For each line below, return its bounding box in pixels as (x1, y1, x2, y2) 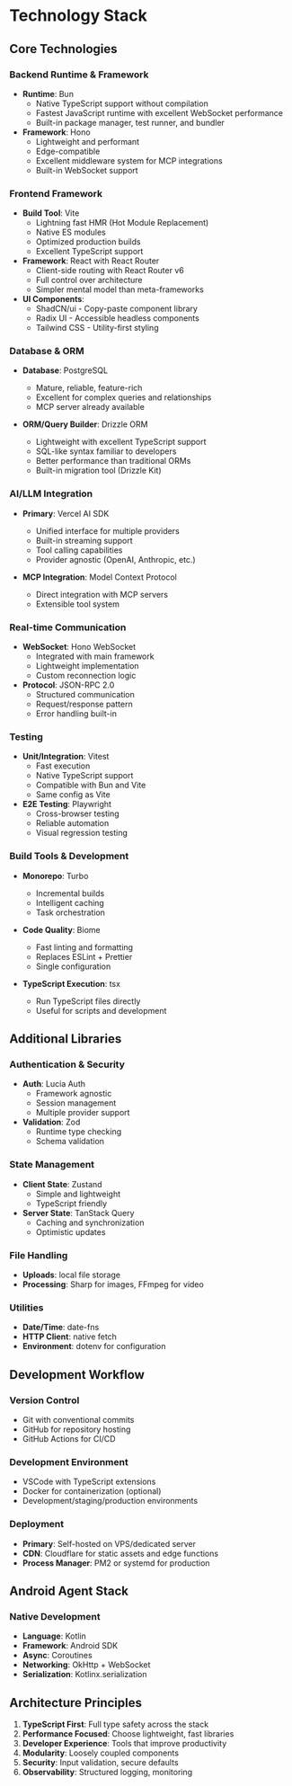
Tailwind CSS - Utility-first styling (35, 323, 159, 333)
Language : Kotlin (22, 1631, 87, 1641)
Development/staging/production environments (22, 1496, 199, 1506)
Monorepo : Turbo (22, 870, 89, 881)
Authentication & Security (9, 1058, 126, 1071)
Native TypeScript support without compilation (35, 98, 208, 109)
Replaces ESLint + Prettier (35, 951, 133, 962)
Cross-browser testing (35, 808, 119, 819)
